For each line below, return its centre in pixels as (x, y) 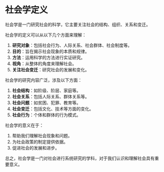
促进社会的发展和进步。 (36, 148)
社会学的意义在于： (24, 125)
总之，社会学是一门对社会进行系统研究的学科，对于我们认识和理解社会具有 (80, 158)
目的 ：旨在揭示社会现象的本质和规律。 (51, 51)
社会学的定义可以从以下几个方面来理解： (46, 35)
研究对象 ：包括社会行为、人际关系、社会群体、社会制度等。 (72, 45)
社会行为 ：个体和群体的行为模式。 (46, 115)
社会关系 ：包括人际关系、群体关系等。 (51, 96)
